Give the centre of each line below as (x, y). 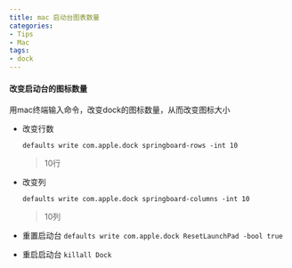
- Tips (21, 34)
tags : (19, 51)
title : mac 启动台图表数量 (54, 17)
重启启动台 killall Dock (67, 255)
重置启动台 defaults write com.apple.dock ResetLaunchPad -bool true (152, 236)
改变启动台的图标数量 (48, 88)
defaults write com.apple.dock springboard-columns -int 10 (136, 199)
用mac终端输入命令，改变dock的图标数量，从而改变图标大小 (120, 110)
